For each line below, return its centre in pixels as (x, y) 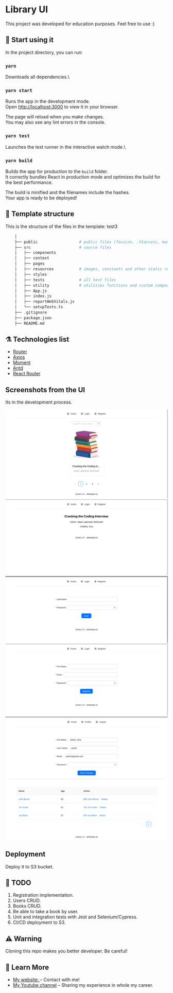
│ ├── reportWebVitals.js (45, 302)
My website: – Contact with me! (46, 980)
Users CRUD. (27, 901)
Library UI (27, 10)
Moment (22, 363)
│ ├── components (36, 253)
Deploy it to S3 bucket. (30, 866)
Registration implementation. (43, 895)
